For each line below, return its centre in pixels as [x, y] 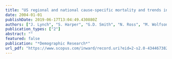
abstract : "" [19, 34]
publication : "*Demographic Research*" [48, 44]
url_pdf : [15, 48]
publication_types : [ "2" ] [33, 29]
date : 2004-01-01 [24, 15]
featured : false [23, 39]
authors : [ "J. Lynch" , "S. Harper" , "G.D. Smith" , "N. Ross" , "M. [78, 24]
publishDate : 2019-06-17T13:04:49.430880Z [51, 19]
